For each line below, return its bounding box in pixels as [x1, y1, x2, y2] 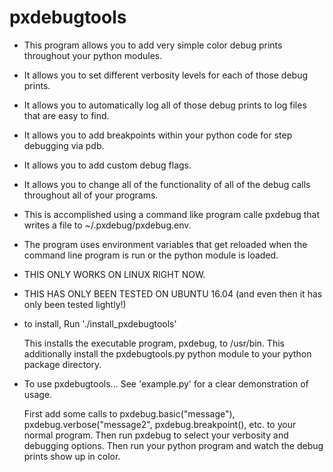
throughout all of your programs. [23, 189, 159, 201]
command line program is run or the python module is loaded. [23, 249, 279, 261]
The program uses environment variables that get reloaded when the [23, 238, 308, 250]
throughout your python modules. [23, 49, 163, 61]
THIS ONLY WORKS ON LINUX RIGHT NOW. [23, 268, 206, 280]
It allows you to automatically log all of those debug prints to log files [23, 99, 307, 111]
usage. [23, 388, 53, 400]
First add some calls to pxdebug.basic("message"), [23, 407, 236, 420]
